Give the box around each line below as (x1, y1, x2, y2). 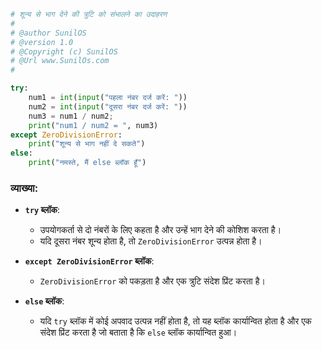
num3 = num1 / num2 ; (28, 111, 114, 121)
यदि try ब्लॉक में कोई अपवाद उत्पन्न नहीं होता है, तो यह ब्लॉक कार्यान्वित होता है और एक (39, 315, 312, 327)
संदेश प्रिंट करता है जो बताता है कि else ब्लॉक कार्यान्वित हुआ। (39, 326, 238, 339)
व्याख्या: (10, 181, 39, 195)
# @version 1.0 (10, 37, 74, 47)
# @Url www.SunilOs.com (10, 56, 110, 66)
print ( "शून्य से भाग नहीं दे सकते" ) (28, 139, 146, 149)
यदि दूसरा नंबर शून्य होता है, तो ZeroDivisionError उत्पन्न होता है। (39, 235, 263, 247)
